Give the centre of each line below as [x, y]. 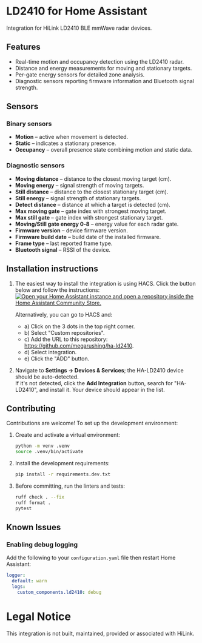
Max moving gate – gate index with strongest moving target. [91, 211]
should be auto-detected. [47, 377]
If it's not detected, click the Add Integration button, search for [94, 383]
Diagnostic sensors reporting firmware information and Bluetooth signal [104, 81]
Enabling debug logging [42, 544]
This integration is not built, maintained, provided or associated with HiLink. [100, 633]
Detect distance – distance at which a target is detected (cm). [93, 204]
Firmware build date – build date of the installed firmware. [88, 237]
